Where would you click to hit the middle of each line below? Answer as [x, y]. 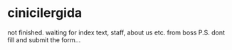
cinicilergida [45, 13]
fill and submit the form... [44, 39]
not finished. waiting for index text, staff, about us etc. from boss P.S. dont [116, 32]
